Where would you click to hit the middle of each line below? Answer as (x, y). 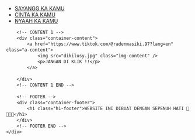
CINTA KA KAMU (35, 15)
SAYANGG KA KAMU (40, 8)
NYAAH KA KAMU (36, 21)
